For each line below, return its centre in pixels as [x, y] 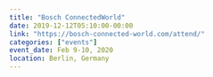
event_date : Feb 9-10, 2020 [61, 50]
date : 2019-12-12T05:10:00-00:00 [71, 26]
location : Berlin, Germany [59, 58]
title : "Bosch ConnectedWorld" [67, 17]
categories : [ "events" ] [53, 42]
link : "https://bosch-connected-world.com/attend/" [107, 34]
